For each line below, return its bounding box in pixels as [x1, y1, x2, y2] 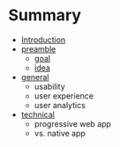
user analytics [34, 99, 86, 110]
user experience [34, 90, 94, 101]
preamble [20, 43, 56, 54]
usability [34, 81, 65, 92]
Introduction [20, 34, 66, 45]
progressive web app [34, 118, 112, 129]
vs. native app [34, 128, 86, 138]
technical [20, 109, 55, 120]
